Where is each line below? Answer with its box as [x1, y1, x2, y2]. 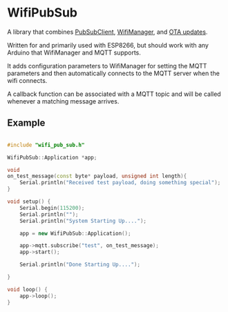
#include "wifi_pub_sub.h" [7, 142, 85, 148]
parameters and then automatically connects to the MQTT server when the [7, 69, 220, 77]
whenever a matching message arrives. [7, 97, 120, 105]
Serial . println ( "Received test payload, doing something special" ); [19, 179, 221, 186]
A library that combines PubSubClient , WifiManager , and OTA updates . [7, 28, 208, 36]
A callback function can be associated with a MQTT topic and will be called [7, 90, 221, 98]
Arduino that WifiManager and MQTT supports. [7, 48, 142, 57]
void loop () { [7, 286, 48, 293]
